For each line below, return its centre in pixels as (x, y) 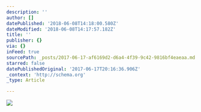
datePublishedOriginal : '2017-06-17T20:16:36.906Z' (73, 69)
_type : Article (26, 80)
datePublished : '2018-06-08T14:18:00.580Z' (63, 23)
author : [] (20, 18)
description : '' (27, 12)
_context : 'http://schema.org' (46, 75)
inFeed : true (23, 52)
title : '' (19, 35)
